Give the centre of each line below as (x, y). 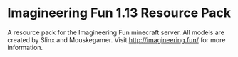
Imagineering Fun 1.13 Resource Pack (119, 13)
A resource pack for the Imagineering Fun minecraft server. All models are (116, 32)
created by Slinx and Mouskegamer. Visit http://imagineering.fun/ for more (117, 39)
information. (25, 47)
